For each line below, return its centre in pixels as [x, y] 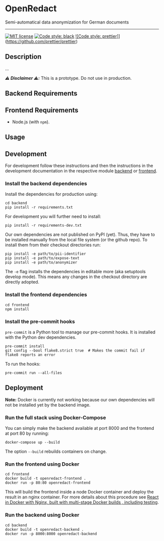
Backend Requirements [41, 94]
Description [23, 57]
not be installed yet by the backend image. [48, 405]
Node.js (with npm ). [31, 122]
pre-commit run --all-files [34, 373]
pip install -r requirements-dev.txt [43, 226]
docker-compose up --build [32, 443]
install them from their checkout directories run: [53, 245]
